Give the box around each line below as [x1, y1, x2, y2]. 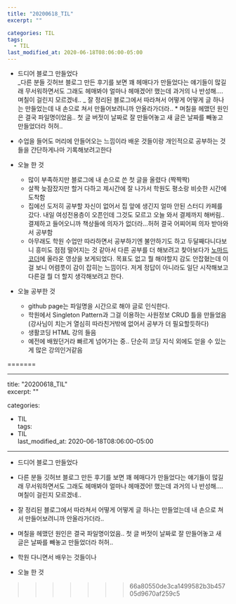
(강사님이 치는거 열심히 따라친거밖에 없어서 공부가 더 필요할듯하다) [27, 320, 209, 327]
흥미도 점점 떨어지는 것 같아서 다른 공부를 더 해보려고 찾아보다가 [35, 246, 210, 254]
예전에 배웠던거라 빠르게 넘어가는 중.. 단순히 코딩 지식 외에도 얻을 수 [27, 337, 214, 345]
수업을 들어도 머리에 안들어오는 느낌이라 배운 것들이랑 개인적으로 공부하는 [17, 137, 219, 145]
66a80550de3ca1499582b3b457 [129, 582, 226, 590]
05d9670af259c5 [129, 589, 181, 598]
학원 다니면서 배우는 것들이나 [17, 553, 97, 561]
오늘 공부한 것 [17, 287, 55, 295]
